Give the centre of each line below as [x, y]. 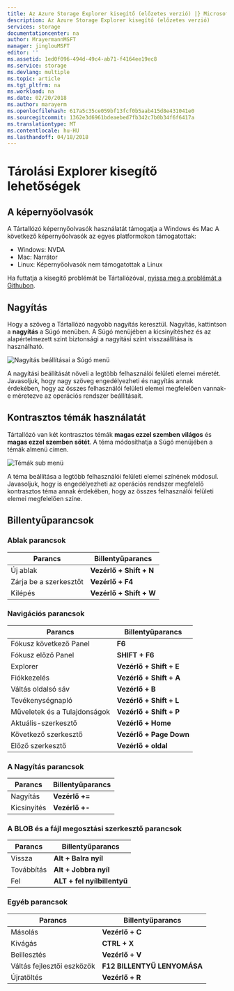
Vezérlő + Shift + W [123, 593]
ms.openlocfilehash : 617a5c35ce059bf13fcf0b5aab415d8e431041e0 [101, 111]
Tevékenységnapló [42, 700]
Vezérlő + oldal [142, 745]
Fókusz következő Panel [50, 643]
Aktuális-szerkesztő [44, 723]
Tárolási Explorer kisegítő [83, 171]
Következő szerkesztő [47, 734]
